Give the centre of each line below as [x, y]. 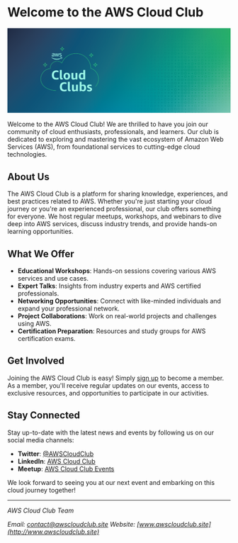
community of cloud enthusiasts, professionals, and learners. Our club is [113, 132]
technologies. [27, 155]
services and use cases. [53, 279]
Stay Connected [44, 415]
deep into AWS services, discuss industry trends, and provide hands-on [112, 224]
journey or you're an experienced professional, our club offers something [114, 209]
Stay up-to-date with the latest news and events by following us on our [111, 432]
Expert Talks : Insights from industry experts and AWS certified [109, 286]
